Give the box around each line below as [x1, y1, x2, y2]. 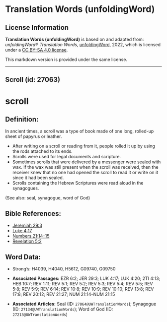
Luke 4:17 [12, 228, 32, 234]
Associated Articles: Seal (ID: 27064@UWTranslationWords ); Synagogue [12, 301, 157, 307]
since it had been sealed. [12, 175, 64, 181]
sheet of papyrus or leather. [5, 133, 62, 139]
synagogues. [12, 185, 39, 192]
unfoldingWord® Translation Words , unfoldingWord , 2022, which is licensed [5, 42, 161, 48]
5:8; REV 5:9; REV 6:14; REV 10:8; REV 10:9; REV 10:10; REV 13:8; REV [12, 286, 154, 292]
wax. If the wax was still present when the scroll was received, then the [12, 164, 159, 170]
